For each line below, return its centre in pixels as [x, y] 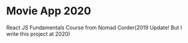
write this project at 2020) [38, 33]
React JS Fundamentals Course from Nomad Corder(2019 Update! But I [94, 27]
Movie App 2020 [49, 11]
